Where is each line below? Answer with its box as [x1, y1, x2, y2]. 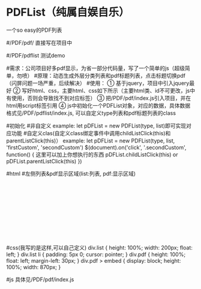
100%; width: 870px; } [6, 263, 61, 270]
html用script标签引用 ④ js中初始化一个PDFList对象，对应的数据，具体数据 [6, 102, 191, 109]
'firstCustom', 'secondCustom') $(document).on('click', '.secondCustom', [6, 144, 187, 151]
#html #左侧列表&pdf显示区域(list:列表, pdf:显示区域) [6, 170, 136, 177]
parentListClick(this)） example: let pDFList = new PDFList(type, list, [6, 137, 175, 144]
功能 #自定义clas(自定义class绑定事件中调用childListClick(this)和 [11, 129, 171, 136]
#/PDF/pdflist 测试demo [6, 51, 65, 59]
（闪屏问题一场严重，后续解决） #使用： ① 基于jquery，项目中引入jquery [6, 79, 190, 87]
